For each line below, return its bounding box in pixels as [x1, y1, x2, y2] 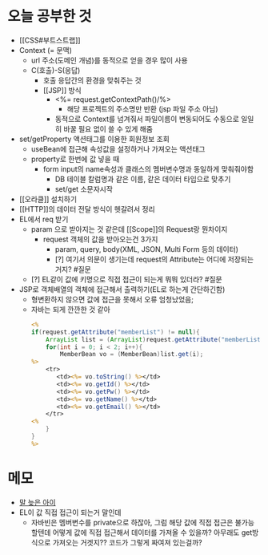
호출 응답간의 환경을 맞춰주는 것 [42, 75, 142, 85]
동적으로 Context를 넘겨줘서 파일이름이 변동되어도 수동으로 [54, 114, 239, 124]
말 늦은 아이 [18, 497, 57, 507]
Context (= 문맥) [18, 45, 73, 55]
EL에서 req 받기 [18, 214, 69, 224]
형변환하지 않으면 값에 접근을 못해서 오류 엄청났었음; [30, 294, 194, 304]
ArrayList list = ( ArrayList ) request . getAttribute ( [46, 335, 222, 343]
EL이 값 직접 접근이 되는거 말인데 [18, 507, 122, 517]
